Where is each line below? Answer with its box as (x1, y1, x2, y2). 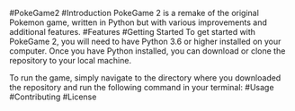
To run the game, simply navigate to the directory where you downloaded (9, 73, 282, 83)
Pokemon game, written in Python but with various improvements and (9, 17, 268, 28)
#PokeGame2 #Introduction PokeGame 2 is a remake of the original (9, 8, 259, 18)
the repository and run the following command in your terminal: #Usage (9, 82, 274, 92)
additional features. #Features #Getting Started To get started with (9, 27, 256, 37)
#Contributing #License (9, 91, 97, 102)
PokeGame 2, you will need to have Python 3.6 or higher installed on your (9, 36, 282, 47)
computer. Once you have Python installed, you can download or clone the (9, 46, 286, 56)
